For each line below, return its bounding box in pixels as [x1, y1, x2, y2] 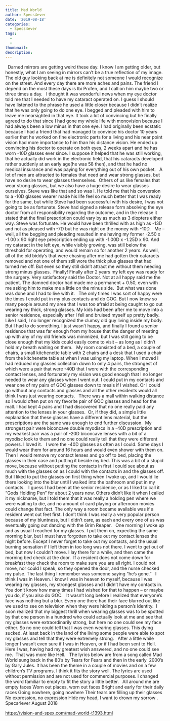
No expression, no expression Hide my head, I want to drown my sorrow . [5, 695, 158, 701]
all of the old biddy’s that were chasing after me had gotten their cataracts [5, 252, 159, 259]
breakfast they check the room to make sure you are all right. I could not [5, 560, 156, 566]
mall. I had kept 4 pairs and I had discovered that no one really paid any [5, 403, 154, 409]
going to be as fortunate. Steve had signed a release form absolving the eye [5, 204, 163, 210]
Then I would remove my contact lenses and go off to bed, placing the [5, 452, 152, 458]
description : [5, 50, 33, 55]
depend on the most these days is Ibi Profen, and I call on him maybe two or [5, 85, 164, 91]
